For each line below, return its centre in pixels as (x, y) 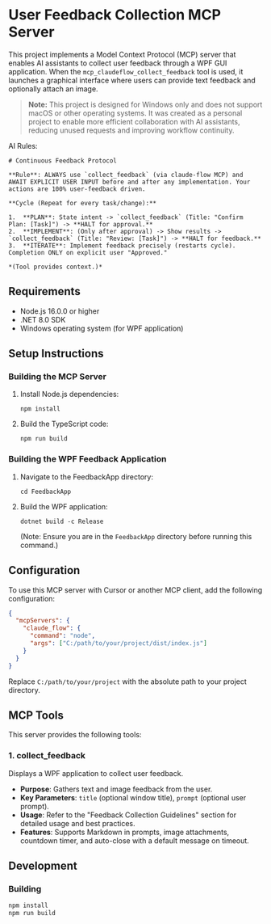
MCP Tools (36, 715)
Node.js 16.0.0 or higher (60, 311)
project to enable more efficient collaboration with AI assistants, (134, 121)
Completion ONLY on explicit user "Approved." (88, 252)
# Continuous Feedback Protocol (63, 160)
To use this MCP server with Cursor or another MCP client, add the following (135, 590)
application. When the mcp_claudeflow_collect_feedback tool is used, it (126, 71)
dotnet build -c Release (62, 521)
